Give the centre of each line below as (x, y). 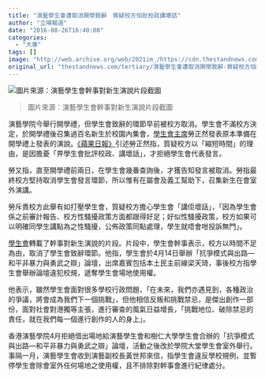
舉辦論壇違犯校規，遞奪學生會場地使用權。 (91, 272)
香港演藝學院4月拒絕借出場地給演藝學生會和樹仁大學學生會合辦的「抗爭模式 (131, 335)
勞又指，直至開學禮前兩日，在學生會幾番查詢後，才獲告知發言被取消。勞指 (129, 170)
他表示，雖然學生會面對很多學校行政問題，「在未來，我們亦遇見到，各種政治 (131, 289)
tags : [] (22, 52)
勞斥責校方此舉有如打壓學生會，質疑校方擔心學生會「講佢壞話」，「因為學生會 (132, 207)
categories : (28, 37)
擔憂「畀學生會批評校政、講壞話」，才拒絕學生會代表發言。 (131, 153)
